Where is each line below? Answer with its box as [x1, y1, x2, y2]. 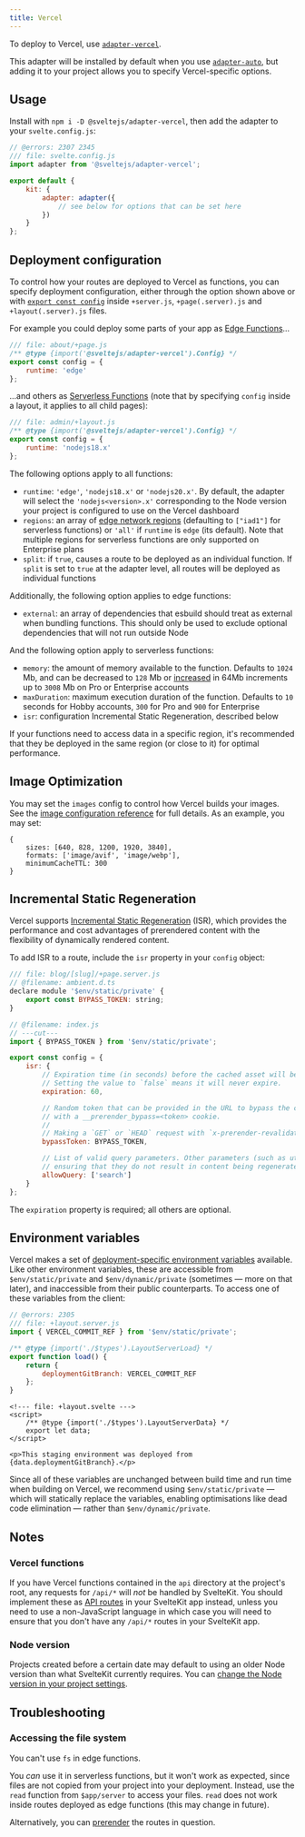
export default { [9, 176, 75, 186]
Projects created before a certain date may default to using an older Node [9, 1659, 286, 1670]
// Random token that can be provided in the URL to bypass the [42, 1103, 290, 1113]
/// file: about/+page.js [9, 341, 107, 350]
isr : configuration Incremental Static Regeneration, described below [22, 710, 279, 721]
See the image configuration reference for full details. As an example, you [9, 808, 285, 819]
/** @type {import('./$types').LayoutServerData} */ [25, 1418, 230, 1427]
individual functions [22, 572, 97, 583]
